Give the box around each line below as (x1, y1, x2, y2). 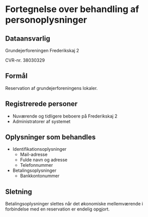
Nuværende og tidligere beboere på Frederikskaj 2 (12, 113, 118, 119)
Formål (5, 72, 28, 80)
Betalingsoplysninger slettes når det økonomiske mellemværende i (5, 201, 143, 207)
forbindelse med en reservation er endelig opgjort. (5, 206, 110, 212)
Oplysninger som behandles (5, 133, 96, 142)
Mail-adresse (20, 152, 48, 158)
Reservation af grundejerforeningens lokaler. (5, 85, 98, 91)
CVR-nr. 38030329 (5, 57, 45, 63)
